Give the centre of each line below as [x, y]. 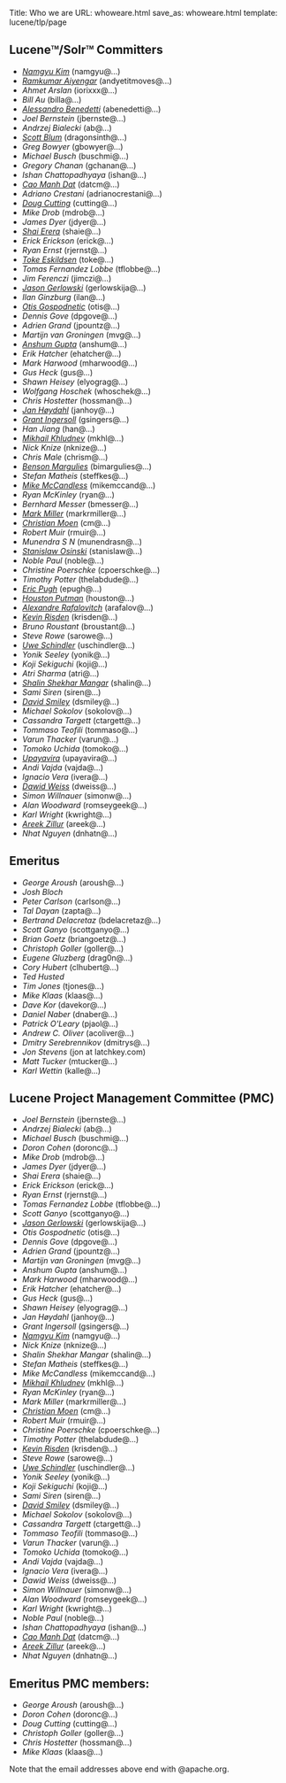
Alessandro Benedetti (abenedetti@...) [91, 109]
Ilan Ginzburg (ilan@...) [64, 297]
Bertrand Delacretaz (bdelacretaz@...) [91, 920]
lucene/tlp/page [38, 22]
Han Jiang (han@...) [58, 428]
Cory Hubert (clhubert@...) [70, 967]
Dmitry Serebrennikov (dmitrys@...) [86, 1042]
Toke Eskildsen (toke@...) [68, 259]
